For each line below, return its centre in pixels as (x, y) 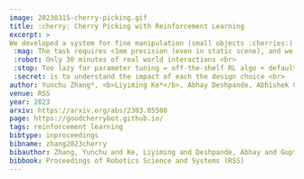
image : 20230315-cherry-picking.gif (78, 18)
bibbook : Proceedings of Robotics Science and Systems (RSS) (127, 160)
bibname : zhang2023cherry (58, 144)
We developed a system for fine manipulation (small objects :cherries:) (152, 43)
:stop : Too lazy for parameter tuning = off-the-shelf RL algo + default (155, 69)
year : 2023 (30, 102)
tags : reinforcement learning (66, 127)
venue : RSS (30, 93)
